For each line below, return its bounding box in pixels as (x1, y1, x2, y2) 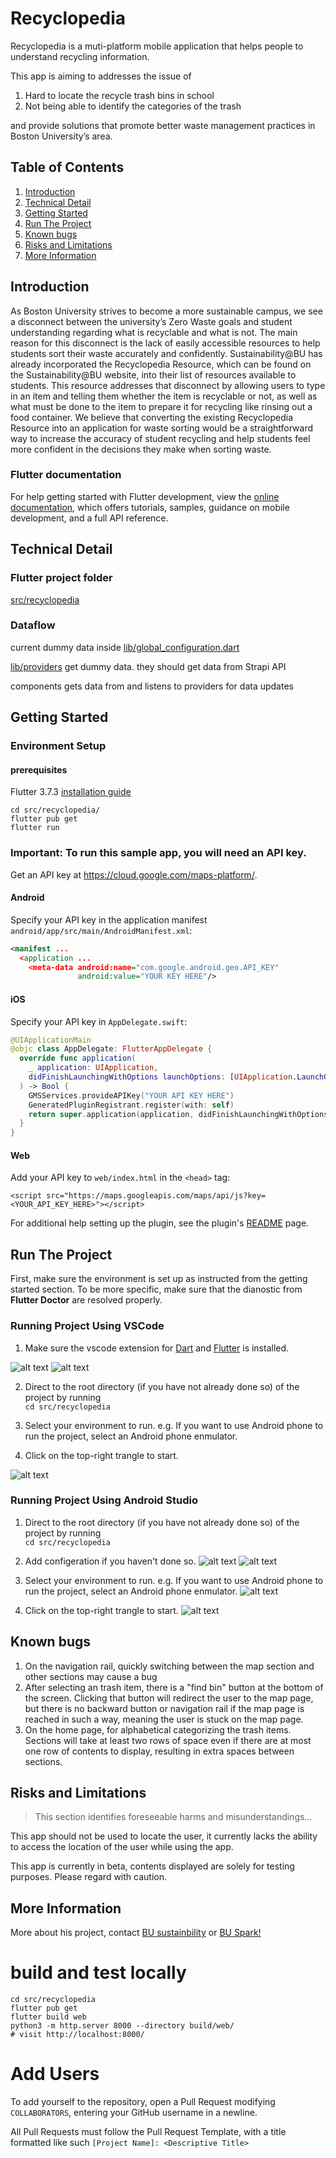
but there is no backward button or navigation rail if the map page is (24, 1702, 305, 1714)
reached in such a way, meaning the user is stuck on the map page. (24, 1713, 304, 1725)
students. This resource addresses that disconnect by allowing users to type (10, 379, 326, 391)
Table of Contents (10, 159, 125, 176)
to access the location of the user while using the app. (10, 1841, 234, 1853)
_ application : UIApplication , (28, 1063, 159, 1073)
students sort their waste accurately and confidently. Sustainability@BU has (10, 347, 323, 359)
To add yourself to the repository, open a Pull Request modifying (10, 2096, 276, 2108)
